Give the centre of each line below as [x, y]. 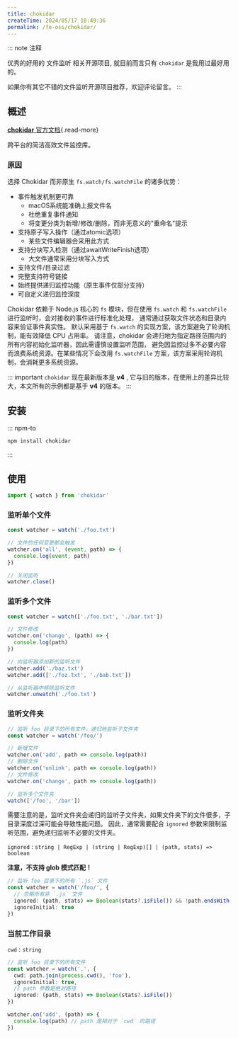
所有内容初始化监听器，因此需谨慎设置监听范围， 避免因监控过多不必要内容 [117, 345]
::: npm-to [22, 428]
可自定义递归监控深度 [49, 294]
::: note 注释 [25, 48]
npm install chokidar [39, 441]
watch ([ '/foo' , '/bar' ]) [44, 801]
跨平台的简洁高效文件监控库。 [51, 145]
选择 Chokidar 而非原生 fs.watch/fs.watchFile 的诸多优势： [95, 182]
